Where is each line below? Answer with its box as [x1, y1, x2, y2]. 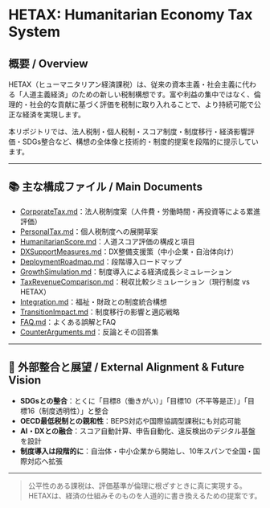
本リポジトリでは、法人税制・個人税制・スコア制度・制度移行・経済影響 [8, 127, 247, 136]
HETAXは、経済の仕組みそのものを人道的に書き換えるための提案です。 [27, 490, 262, 500]
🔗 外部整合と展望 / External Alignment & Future [8, 360, 245, 375]
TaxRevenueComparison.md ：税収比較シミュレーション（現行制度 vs [19, 277, 251, 286]
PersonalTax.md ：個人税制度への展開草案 [19, 227, 158, 236]
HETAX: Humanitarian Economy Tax [8, 6, 253, 24]
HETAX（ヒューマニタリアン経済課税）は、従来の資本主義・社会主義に [8, 80, 243, 89]
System [8, 23, 61, 41]
